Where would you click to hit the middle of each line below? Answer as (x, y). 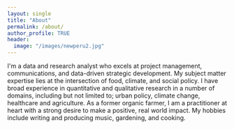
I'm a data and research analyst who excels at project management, (105, 66)
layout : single (29, 14)
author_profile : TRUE (39, 33)
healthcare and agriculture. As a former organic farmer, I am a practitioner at (117, 103)
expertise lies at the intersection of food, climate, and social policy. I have (113, 81)
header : (19, 40)
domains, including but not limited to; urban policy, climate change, (104, 96)
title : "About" (29, 20)
